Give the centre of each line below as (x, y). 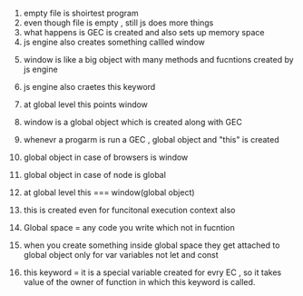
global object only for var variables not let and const (121, 255)
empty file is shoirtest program (81, 13)
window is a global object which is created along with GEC (133, 122)
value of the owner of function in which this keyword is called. (139, 282)
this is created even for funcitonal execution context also (129, 210)
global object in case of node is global (95, 175)
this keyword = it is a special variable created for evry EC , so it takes (152, 272)
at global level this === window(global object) (109, 192)
